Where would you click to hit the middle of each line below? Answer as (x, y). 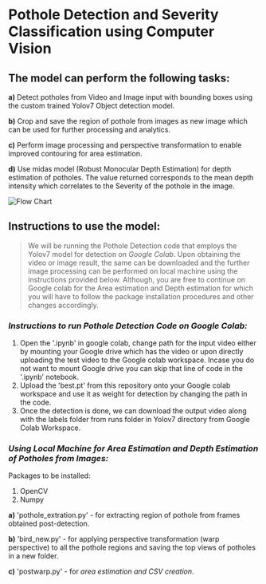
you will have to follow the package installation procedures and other (141, 296)
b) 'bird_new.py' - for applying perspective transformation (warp (114, 539)
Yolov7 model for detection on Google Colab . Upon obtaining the (134, 254)
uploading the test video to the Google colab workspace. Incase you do (137, 360)
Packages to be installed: (49, 475)
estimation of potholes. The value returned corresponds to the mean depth (131, 178)
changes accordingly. (63, 305)
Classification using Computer (111, 32)
